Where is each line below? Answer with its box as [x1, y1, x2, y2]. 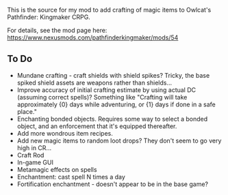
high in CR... [16, 143, 52, 152]
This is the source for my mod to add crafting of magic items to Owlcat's [7, 6, 212, 14]
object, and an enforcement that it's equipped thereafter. [16, 122, 177, 130]
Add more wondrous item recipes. [16, 129, 113, 137]
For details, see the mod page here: [7, 27, 107, 34]
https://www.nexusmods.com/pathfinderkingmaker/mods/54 [7, 33, 179, 42]
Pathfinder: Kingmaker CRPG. [7, 13, 90, 21]
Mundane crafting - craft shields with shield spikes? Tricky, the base [16, 71, 210, 79]
